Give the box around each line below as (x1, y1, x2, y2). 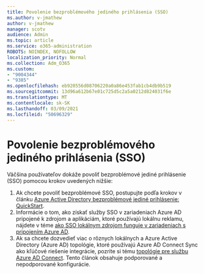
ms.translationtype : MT (7, 94, 68, 100)
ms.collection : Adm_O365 (7, 60, 70, 66)
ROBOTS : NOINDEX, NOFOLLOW (7, 49, 76, 55)
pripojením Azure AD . (15, 228, 70, 235)
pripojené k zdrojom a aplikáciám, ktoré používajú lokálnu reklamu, (15, 215, 184, 223)
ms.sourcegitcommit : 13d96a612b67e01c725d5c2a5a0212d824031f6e (7, 89, 172, 95)
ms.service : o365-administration (7, 43, 92, 50)
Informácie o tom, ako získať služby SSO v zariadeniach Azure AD (15, 209, 182, 216)
